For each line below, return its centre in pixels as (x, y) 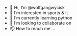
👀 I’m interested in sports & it (39, 13)
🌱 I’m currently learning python (41, 18)
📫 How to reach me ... (32, 28)
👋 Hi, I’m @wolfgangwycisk (37, 8)
